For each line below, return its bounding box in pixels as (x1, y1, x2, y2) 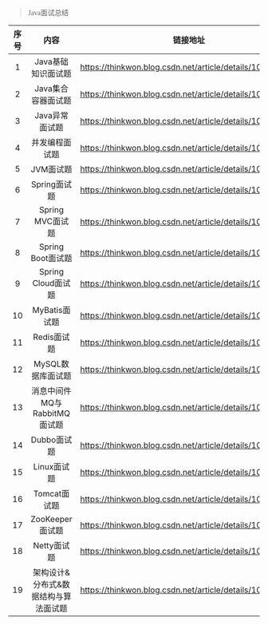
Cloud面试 (32, 278, 71, 288)
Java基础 (34, 56, 69, 67)
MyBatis (32, 305, 63, 315)
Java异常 (34, 110, 69, 121)
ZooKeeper (30, 514, 73, 524)
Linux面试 (33, 461, 70, 472)
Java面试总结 (27, 9, 69, 17)
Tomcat (33, 489, 62, 499)
